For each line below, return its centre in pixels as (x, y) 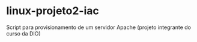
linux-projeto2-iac (53, 11)
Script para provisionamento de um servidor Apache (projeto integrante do (98, 27)
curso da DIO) (23, 33)
